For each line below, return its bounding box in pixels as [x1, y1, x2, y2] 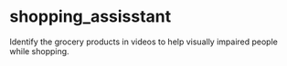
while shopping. [9, 45, 70, 56]
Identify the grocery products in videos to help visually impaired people [9, 36, 279, 47]
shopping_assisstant [9, 6, 172, 27]
